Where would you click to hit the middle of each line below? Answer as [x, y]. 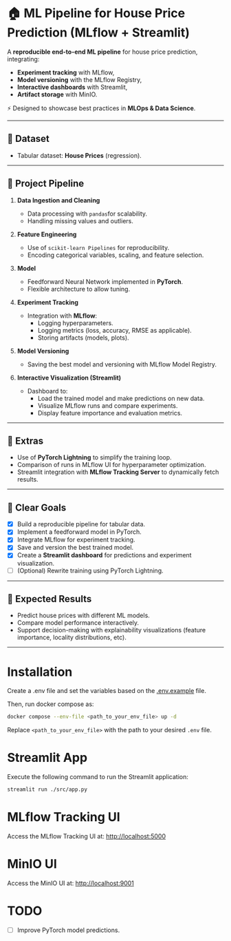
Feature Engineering [47, 234]
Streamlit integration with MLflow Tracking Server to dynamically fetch [118, 472]
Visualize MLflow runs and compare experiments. [108, 405]
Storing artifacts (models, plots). [83, 338]
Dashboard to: [47, 391]
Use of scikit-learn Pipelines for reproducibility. [98, 247]
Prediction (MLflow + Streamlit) [99, 33]
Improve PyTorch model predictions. [68, 930]
